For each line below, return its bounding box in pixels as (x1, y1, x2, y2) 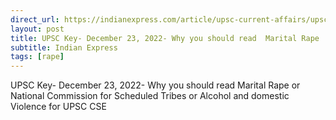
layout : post (10, 24, 65, 34)
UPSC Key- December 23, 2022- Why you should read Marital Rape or (10, 79, 301, 91)
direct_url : (10, 14, 60, 25)
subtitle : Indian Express (10, 42, 118, 53)
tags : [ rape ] (10, 52, 65, 62)
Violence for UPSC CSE (10, 101, 107, 113)
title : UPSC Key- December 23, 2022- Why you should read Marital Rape (10, 33, 320, 43)
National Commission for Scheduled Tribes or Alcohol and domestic (10, 90, 290, 102)
